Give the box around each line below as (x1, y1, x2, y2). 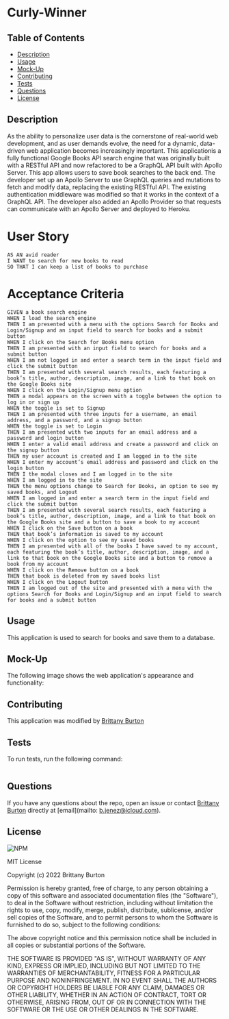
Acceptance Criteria (7, 286, 124, 302)
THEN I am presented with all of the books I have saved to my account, (7, 543, 219, 550)
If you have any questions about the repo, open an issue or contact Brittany (7, 798, 219, 807)
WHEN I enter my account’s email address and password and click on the (7, 458, 219, 465)
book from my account (7, 561, 69, 567)
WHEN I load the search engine (7, 315, 96, 321)
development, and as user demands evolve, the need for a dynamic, (7, 139, 199, 147)
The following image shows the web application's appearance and (7, 672, 194, 680)
